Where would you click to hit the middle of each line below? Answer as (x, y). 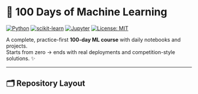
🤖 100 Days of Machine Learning (87, 12)
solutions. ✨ (21, 58)
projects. (17, 46)
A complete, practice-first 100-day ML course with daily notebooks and (93, 39)
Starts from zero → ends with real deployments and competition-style (91, 52)
